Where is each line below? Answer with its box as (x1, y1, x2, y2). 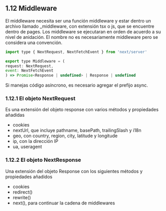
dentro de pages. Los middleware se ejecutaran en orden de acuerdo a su (5, 28, 161, 35)
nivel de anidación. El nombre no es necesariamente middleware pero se (5, 34, 158, 40)
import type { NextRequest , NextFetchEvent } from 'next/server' (5, 49, 147, 54)
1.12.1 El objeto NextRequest (5, 95, 76, 102)
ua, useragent (12, 143, 42, 150)
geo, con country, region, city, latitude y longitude (12, 133, 118, 139)
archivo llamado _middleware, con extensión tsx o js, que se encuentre (5, 23, 155, 29)
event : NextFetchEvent (5, 68, 54, 73)
